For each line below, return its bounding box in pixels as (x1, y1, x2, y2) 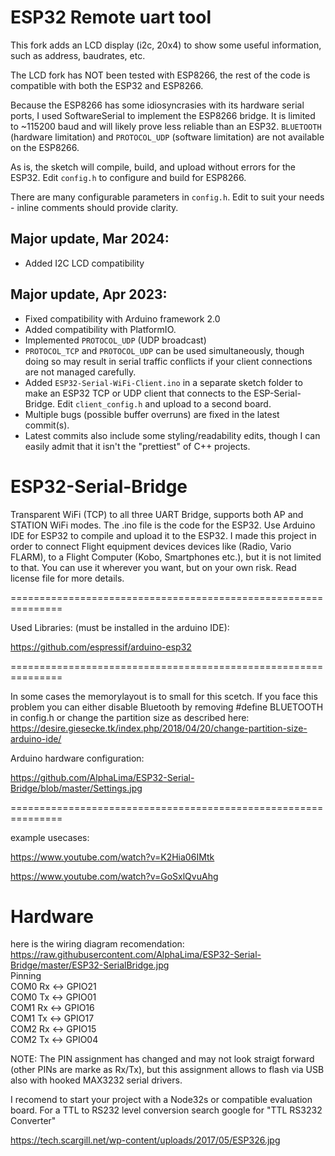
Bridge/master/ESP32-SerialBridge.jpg (10, 959, 170, 971)
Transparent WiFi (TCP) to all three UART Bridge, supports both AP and (10, 508, 304, 520)
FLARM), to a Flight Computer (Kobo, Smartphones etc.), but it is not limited (10, 551, 322, 563)
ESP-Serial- (253, 387, 302, 399)
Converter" (10, 1115, 57, 1127)
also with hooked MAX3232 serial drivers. (10, 1074, 183, 1086)
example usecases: (10, 831, 90, 843)
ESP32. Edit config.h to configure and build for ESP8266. (10, 171, 247, 183)
